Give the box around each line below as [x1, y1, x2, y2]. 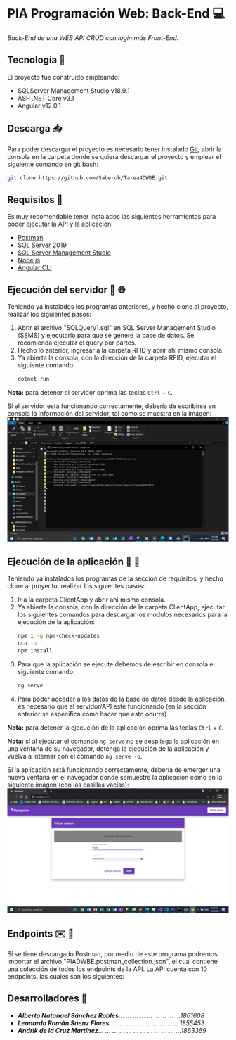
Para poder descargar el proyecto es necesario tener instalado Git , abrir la [7, 145, 222, 153]
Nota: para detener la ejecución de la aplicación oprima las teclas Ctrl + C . [7, 723, 224, 732]
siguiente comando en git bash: [7, 160, 98, 168]
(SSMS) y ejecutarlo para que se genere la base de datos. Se [17, 331, 195, 340]
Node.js [17, 256, 41, 265]
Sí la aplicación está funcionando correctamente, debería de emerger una [7, 765, 221, 774]
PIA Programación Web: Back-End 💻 [7, 6, 226, 22]
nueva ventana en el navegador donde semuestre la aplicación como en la [7, 773, 223, 781]
